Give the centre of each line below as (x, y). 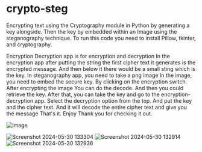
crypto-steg (37, 9)
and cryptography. (29, 44)
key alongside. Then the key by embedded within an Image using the (92, 31)
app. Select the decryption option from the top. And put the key (113, 100)
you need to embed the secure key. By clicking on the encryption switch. (97, 81)
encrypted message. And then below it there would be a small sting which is (101, 68)
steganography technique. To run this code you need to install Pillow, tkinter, (101, 38)
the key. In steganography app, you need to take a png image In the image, (99, 75)
